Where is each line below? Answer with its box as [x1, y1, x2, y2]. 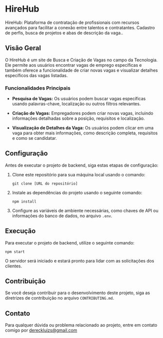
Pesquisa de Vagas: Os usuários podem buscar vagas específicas [12, 96, 146, 102]
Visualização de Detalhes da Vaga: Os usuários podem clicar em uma [12, 125, 154, 131]
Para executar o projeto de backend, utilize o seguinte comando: [5, 240, 135, 245]
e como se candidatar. [12, 135, 57, 141]
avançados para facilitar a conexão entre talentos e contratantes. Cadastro [5, 24, 155, 30]
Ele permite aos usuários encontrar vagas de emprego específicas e [5, 62, 142, 68]
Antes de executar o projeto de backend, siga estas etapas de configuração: [5, 162, 159, 168]
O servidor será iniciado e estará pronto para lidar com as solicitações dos [5, 258, 154, 263]
